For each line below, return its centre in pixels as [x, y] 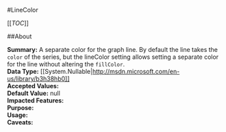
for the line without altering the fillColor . [66, 64]
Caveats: [20, 122]
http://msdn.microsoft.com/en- [136, 71]
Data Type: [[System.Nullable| [50, 71]
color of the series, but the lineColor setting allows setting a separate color [113, 57]
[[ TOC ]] [18, 23]
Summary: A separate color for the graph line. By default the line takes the [112, 50]
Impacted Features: [35, 101]
